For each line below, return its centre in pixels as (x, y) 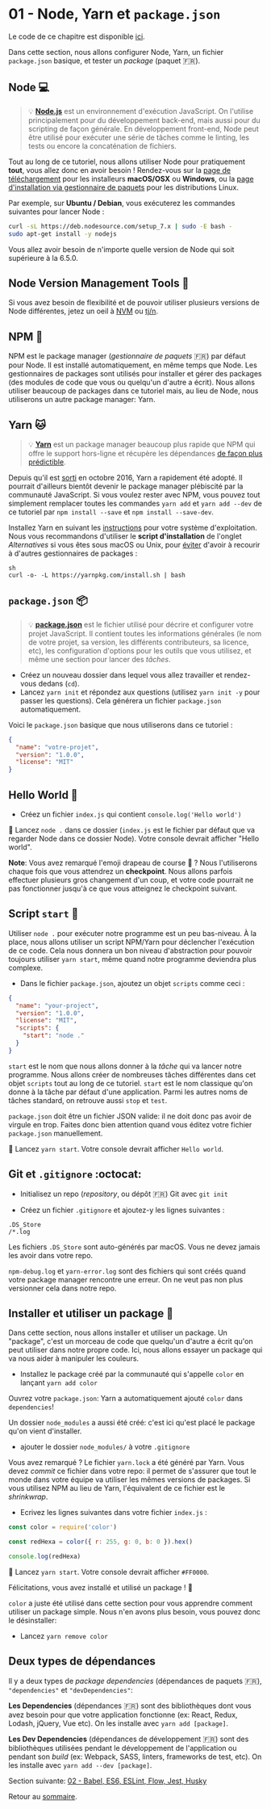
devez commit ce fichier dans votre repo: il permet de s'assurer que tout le (132, 1471)
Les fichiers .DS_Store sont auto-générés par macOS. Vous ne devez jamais (134, 1247)
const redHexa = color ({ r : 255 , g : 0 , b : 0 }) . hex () (101, 1542)
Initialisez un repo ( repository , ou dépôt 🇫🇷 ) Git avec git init (124, 1194)
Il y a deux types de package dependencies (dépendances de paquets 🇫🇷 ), (135, 1681)
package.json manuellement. (56, 1133)
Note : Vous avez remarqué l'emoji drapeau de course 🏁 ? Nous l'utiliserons (133, 863)
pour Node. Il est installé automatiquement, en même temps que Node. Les (133, 365)
